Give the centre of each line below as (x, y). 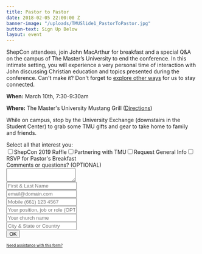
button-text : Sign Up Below (42, 29)
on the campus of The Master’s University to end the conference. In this (96, 59)
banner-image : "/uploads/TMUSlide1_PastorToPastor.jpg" (78, 23)
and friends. (22, 133)
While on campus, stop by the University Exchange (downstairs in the (93, 120)
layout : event (24, 35)
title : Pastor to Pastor (38, 12)
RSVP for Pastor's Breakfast (41, 159)
